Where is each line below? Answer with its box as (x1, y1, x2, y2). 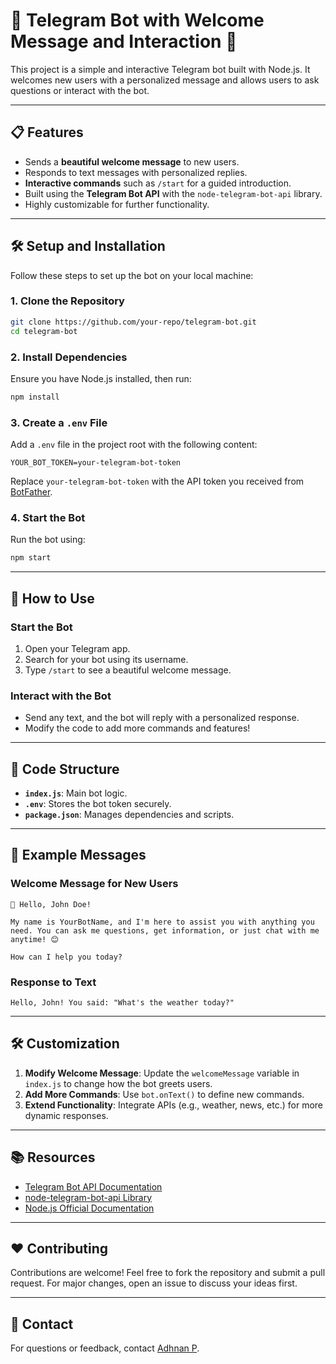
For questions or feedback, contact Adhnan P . (10, 1342, 200, 1354)
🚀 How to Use (10, 590, 95, 607)
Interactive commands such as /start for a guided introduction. (24, 177, 292, 189)
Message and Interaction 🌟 (10, 30, 238, 53)
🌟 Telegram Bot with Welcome (10, 9, 265, 32)
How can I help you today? (10, 952, 123, 962)
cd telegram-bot (10, 326, 78, 336)
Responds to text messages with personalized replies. (24, 166, 248, 178)
